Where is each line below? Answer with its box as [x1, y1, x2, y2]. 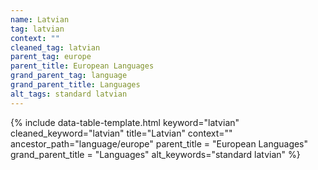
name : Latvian [10, 14, 70, 25]
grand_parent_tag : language [10, 71, 128, 81]
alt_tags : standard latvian [10, 89, 128, 99]
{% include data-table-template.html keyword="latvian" [10, 116, 240, 128]
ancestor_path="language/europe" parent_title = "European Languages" [10, 137, 309, 150]
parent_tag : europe [10, 52, 92, 62]
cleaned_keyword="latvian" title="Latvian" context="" [10, 127, 233, 139]
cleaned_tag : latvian [10, 42, 101, 53]
